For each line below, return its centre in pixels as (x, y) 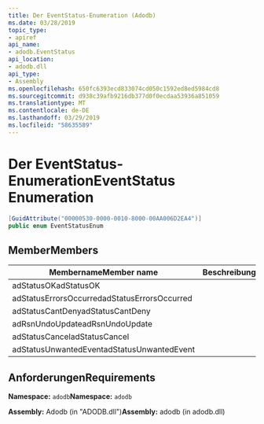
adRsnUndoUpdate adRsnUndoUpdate (82, 324)
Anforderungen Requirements (82, 377)
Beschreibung (229, 272)
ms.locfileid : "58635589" (50, 125)
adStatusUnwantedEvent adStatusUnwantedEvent (103, 349)
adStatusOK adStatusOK (56, 286)
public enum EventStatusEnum (56, 226)
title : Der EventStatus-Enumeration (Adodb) (82, 15)
